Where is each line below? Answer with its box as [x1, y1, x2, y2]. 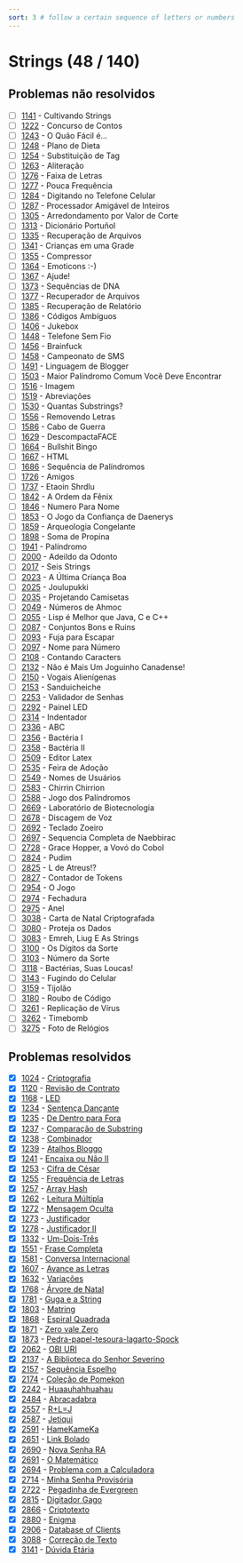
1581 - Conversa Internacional [20, 1254, 130, 1264]
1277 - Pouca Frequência [20, 180, 113, 191]
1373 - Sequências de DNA [20, 281, 121, 291]
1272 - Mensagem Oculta [20, 1203, 114, 1214]
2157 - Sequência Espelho [20, 1364, 117, 1374]
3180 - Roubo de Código [20, 993, 112, 1004]
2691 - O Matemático [20, 1454, 98, 1464]
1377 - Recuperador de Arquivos [20, 291, 140, 301]
